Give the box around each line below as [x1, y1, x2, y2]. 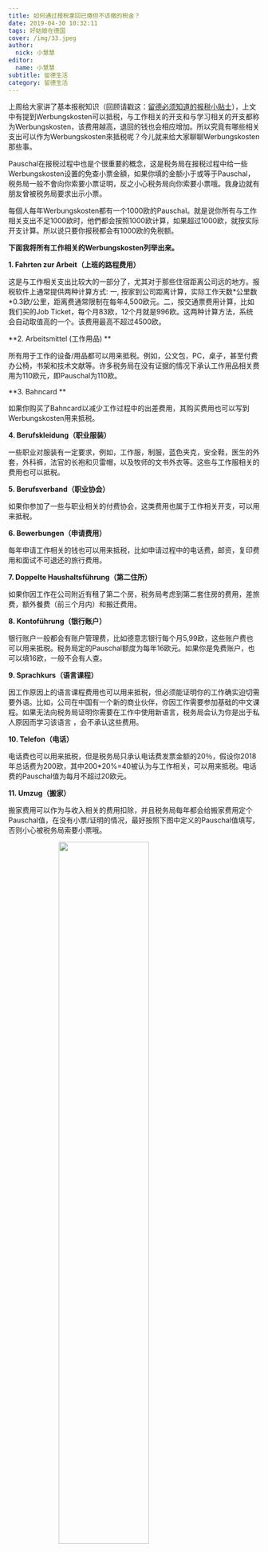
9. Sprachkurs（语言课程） [8, 670, 98, 680]
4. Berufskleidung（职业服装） [8, 430, 111, 440]
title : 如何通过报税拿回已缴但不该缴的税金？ [8, 11, 141, 20]
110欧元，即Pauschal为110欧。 [22, 370, 122, 380]
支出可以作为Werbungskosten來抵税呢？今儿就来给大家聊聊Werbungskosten [8, 131, 260, 141]
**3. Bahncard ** [8, 386, 66, 396]
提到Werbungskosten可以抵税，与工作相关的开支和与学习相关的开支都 [22, 111, 253, 121]
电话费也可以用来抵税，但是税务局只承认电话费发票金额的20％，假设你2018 [8, 751, 257, 761]
